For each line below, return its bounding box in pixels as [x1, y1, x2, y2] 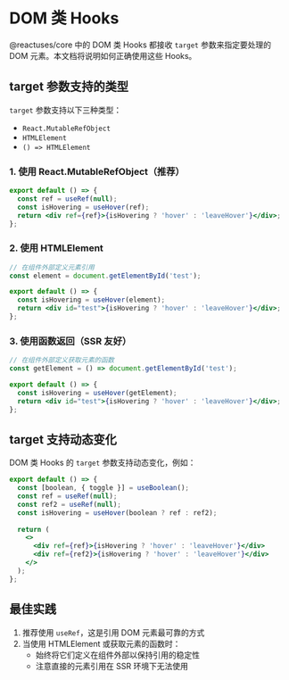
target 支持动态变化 [9, 432, 118, 447]
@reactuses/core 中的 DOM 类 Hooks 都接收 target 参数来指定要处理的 [9, 39, 272, 50]
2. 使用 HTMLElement [9, 242, 104, 254]
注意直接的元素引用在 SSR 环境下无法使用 [35, 660, 189, 671]
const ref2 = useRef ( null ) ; [17, 500, 122, 509]
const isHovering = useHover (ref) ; [17, 203, 150, 211]
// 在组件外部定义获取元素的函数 [9, 356, 114, 365]
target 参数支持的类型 [9, 79, 129, 95]
